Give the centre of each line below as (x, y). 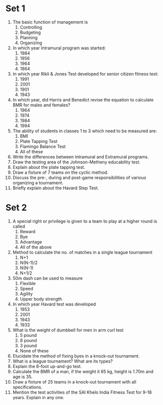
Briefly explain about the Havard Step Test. (56, 188)
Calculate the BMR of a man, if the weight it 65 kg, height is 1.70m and (83, 371)
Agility (26, 294)
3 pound (28, 345)
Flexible (28, 283)
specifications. (27, 387)
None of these (34, 351)
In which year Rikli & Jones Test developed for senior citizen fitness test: (85, 74)
